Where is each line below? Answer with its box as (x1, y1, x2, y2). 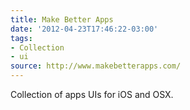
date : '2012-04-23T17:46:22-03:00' (10, 24, 159, 34)
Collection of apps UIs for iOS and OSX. (10, 89, 174, 100)
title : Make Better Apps (10, 14, 114, 25)
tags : (10, 33, 33, 43)
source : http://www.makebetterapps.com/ (10, 61, 182, 71)
